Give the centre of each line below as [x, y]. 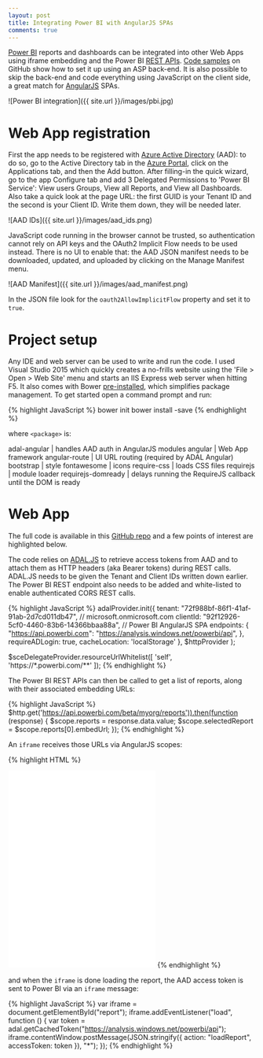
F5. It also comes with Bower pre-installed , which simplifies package [119, 387]
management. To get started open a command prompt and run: [110, 395]
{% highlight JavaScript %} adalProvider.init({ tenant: [94, 609]
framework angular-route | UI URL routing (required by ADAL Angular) [121, 457]
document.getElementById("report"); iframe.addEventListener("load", [121, 1012]
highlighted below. [38, 545]
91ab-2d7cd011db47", [43, 617]
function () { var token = [47, 1021]
